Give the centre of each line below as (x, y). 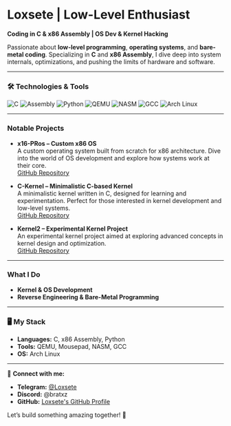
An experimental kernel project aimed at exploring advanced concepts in (120, 236)
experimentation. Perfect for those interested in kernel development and (119, 200)
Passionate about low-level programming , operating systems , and (102, 47)
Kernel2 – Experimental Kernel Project (73, 228)
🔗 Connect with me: (36, 374)
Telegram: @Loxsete (47, 387)
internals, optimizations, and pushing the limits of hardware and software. (111, 61)
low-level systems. (44, 208)
